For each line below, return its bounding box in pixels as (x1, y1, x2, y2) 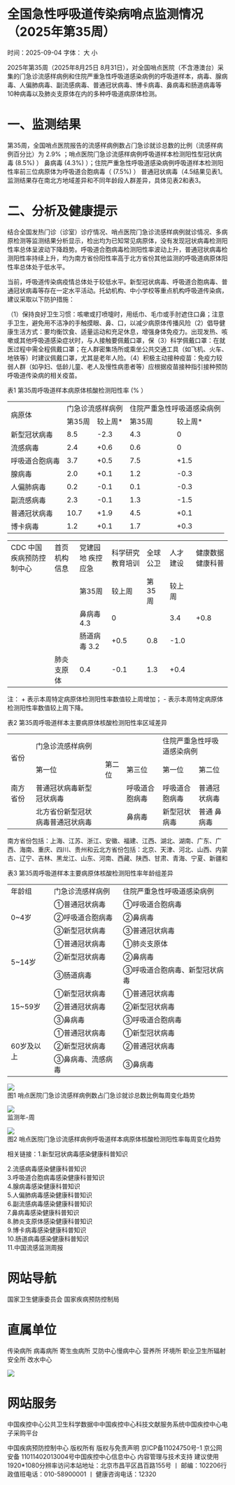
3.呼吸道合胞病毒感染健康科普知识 (7, 1173, 105, 1181)
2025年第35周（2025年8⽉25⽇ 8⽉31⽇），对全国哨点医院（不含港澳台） (7, 63, 218, 71)
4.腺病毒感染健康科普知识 (7, 1182, 80, 1190)
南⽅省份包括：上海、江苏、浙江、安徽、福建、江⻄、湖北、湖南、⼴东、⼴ (7, 836, 222, 845)
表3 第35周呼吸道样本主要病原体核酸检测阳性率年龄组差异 (7, 868, 173, 877)
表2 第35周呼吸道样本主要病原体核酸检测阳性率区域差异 (7, 718, 168, 726)
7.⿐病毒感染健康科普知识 (7, 1208, 80, 1216)
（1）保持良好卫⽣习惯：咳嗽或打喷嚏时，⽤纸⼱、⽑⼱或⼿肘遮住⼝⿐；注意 (7, 309, 225, 318)
